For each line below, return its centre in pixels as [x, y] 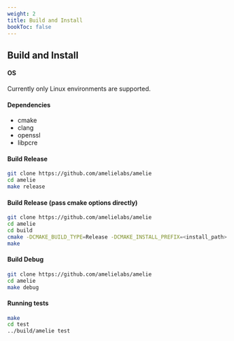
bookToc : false [29, 27]
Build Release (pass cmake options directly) [73, 202]
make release [26, 187]
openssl [29, 135]
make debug [23, 287]
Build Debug [26, 260]
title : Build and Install [45, 20]
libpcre [27, 143]
